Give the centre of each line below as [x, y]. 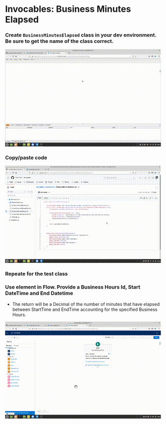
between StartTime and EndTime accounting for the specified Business [85, 309]
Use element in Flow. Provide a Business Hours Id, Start [73, 287]
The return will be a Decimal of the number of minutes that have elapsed [86, 304]
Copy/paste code [26, 158]
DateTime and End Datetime [39, 294]
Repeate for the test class [37, 274]
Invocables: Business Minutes [68, 9]
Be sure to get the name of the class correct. [59, 42]
